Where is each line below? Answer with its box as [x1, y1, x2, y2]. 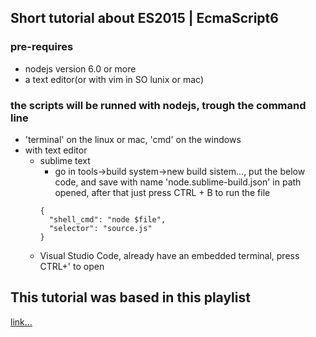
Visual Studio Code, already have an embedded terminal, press [39, 249, 300, 261]
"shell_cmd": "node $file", [48, 214, 167, 225]
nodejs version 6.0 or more [24, 62, 137, 75]
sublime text [39, 154, 91, 166]
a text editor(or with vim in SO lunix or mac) [24, 73, 205, 85]
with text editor [24, 144, 88, 156]
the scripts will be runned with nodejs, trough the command [10, 98, 307, 112]
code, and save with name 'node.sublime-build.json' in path [54, 176, 302, 188]
